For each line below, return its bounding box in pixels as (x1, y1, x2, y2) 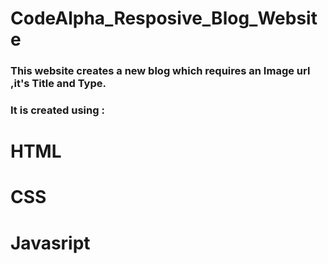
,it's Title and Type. (10, 77, 107, 91)
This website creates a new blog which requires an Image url (10, 64, 311, 78)
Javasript (10, 232, 91, 254)
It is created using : (10, 103, 105, 117)
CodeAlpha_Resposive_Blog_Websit (10, 7, 318, 30)
